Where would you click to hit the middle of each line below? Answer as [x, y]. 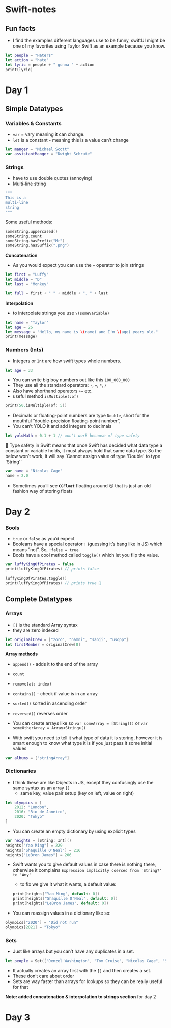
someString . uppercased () [32, 231]
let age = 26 [19, 327]
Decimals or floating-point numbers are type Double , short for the [81, 416]
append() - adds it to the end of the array [55, 664]
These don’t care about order [44, 976]
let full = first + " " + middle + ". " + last [57, 293]
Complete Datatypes [39, 599]
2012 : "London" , [32, 807]
